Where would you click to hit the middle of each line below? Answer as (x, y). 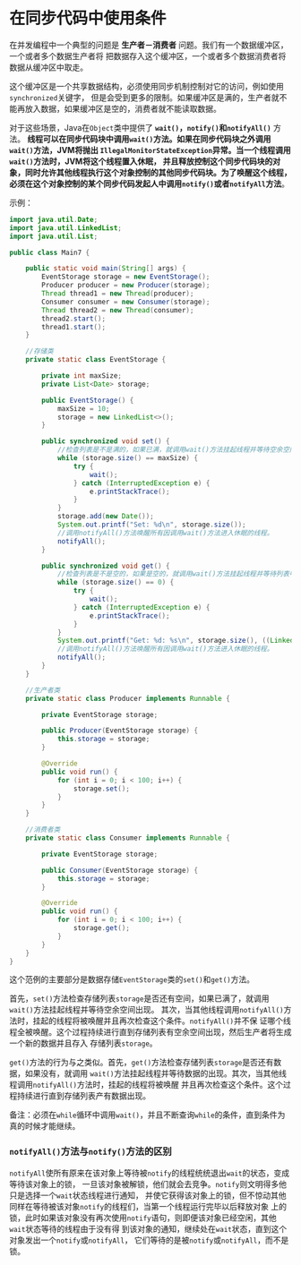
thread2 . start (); (73, 319)
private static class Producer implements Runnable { (128, 698)
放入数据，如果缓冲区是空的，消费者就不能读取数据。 (123, 108)
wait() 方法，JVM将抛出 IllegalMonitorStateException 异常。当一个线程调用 (150, 150)
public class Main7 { (50, 252)
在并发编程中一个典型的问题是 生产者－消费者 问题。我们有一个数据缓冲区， (149, 45)
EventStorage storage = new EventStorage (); (126, 277)
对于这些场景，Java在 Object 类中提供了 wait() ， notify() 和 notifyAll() (140, 127)
